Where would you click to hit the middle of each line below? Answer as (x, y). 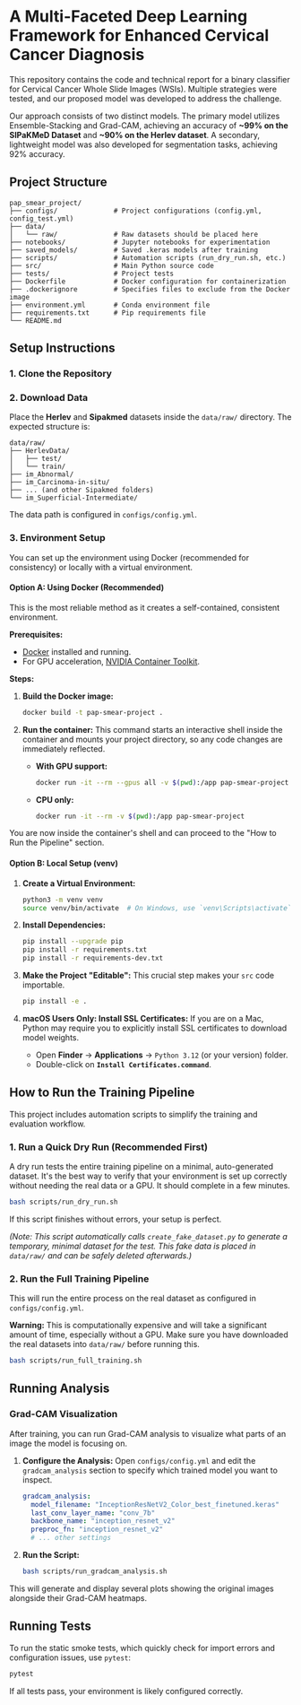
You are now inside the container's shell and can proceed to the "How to (143, 833)
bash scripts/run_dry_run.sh (64, 1202)
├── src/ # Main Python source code (112, 265)
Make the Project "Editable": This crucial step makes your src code (148, 976)
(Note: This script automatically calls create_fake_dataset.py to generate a (149, 1236)
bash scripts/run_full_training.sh (76, 1361)
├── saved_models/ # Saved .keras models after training (133, 250)
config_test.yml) (42, 218)
